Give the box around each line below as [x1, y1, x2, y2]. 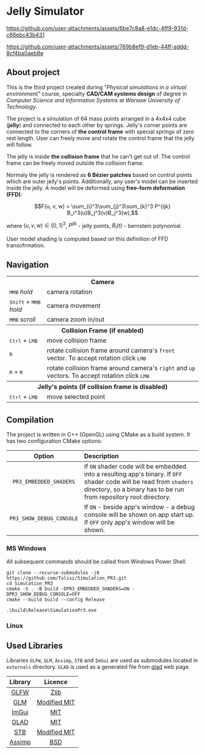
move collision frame [46, 336, 107, 345]
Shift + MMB [9, 298, 41, 306]
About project [6, 67, 60, 78]
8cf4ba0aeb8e [6, 49, 44, 56]
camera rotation [46, 288, 93, 296]
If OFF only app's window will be [84, 518, 175, 527]
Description [84, 452, 119, 461]
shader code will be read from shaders [84, 478, 194, 486]
